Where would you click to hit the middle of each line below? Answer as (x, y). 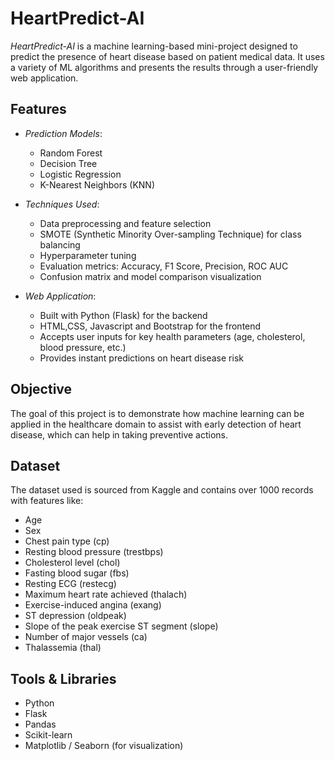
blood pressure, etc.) (83, 347)
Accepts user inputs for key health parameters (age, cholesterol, (172, 336)
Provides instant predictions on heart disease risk (141, 358)
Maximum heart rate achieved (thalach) (106, 594)
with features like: (47, 501)
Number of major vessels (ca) (86, 637)
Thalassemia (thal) (63, 648)
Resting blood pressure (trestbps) (94, 552)
